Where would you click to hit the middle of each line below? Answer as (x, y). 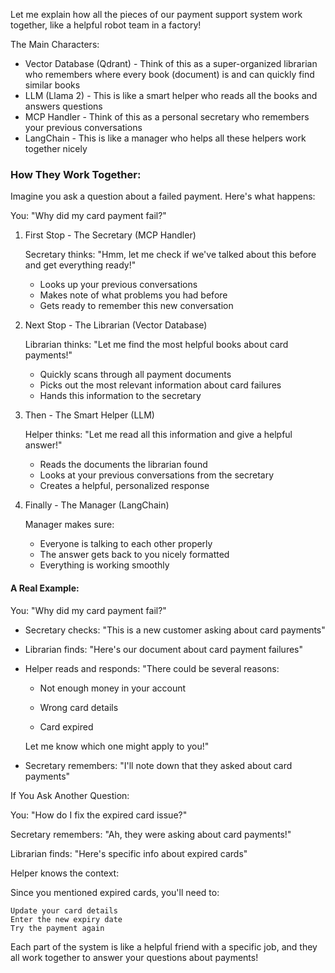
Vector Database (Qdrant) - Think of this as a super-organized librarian (171, 63)
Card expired (66, 726)
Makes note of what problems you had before (133, 295)
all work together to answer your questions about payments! (134, 957)
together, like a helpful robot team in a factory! (106, 25)
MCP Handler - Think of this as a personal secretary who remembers (167, 117)
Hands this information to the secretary (120, 396)
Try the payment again (57, 928)
